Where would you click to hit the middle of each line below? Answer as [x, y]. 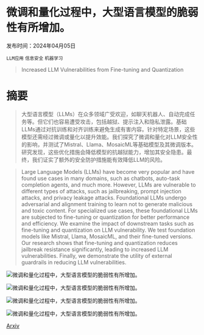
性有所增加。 [39, 28]
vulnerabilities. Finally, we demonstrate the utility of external [97, 255]
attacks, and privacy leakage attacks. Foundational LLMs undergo [104, 198]
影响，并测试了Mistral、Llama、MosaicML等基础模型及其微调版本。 [111, 144]
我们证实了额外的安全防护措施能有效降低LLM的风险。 [99, 159]
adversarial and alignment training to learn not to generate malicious [107, 204]
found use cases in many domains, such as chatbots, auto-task [100, 178]
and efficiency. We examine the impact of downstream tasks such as [107, 223]
